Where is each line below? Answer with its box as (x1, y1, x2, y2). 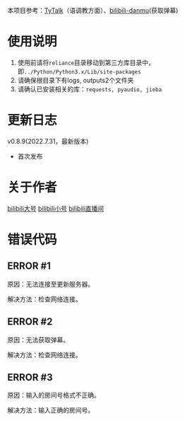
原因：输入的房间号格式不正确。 (7, 391, 100, 400)
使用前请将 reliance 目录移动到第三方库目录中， (17, 58, 155, 67)
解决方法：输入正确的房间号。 (7, 406, 94, 415)
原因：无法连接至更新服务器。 (7, 279, 94, 288)
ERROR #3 (7, 371, 53, 383)
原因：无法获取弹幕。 (7, 335, 69, 344)
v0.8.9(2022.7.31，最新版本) (7, 137, 89, 145)
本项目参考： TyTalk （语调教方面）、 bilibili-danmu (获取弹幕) (7, 6, 179, 14)
